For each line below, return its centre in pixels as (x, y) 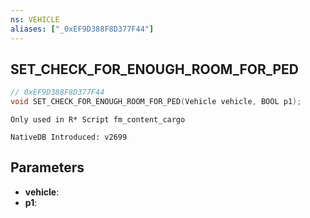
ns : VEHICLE (35, 19)
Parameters (47, 167)
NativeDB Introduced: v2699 (69, 137)
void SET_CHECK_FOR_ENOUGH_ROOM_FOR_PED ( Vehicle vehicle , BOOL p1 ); (156, 102)
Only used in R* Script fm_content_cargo (98, 120)
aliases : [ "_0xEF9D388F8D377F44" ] (82, 29)
